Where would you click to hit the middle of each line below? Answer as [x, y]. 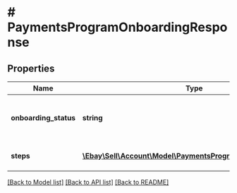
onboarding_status [43, 118]
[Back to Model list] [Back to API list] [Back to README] [88, 182]
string [93, 118]
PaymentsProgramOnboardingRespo [117, 27]
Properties [31, 68]
